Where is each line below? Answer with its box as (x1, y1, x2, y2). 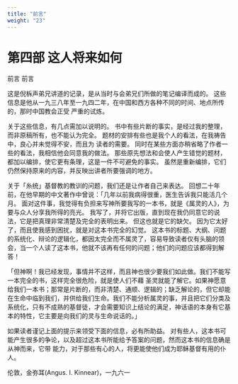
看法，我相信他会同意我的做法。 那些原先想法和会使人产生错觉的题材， (19, 149, 227, 157)
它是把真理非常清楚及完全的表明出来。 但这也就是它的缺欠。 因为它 (19, 217, 216, 225)
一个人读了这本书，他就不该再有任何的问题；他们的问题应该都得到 (25, 244, 218, 252)
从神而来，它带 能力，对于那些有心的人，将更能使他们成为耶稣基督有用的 (7, 344, 220, 353)
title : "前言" (7, 10, 47, 18)
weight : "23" (7, 17, 46, 24)
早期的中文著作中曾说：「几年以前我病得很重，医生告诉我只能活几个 (31, 191, 228, 199)
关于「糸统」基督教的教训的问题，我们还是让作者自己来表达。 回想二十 (7, 181, 214, 190)
